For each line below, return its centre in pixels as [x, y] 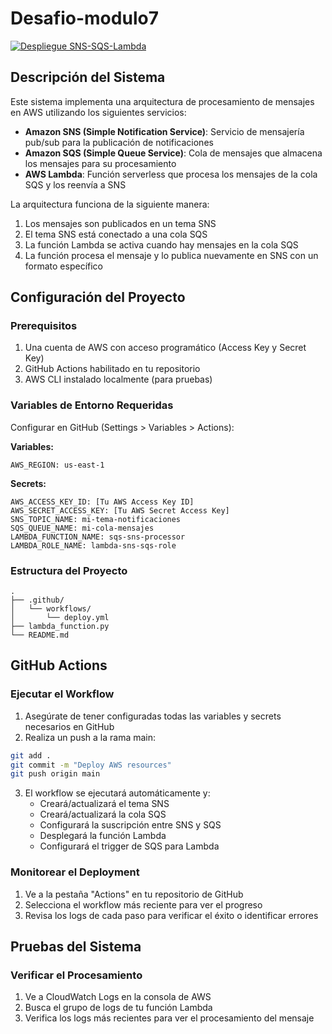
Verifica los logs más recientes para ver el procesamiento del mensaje [169, 1018]
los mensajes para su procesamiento [100, 163]
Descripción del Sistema [88, 77]
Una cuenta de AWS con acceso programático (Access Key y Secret [165, 348]
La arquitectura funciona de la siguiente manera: [110, 204]
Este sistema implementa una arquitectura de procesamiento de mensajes [162, 101]
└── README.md [40, 635]
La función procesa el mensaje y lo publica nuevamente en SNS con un [171, 255]
